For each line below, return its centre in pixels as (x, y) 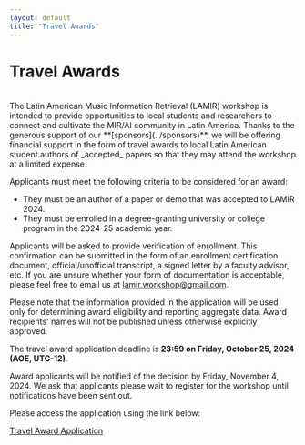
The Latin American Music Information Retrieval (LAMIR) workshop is (139, 106)
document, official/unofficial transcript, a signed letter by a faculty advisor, (149, 266)
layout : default (40, 18)
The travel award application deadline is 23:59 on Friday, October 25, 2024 (152, 349)
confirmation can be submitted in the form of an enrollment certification (144, 256)
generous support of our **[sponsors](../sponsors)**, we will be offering (145, 135)
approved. (29, 331)
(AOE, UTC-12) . (39, 359)
